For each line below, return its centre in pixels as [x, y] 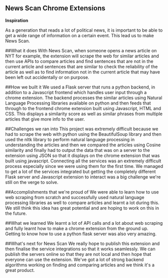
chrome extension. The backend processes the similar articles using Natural [84, 98]
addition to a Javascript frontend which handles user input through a [76, 92]
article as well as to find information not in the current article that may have [83, 72]
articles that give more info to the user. [45, 119]
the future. [16, 213]
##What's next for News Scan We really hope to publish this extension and [82, 243]
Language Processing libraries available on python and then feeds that [78, 103]
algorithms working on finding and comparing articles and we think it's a [80, 265]
